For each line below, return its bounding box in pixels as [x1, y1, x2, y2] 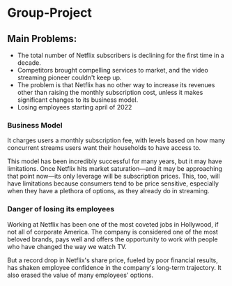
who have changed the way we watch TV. [7, 242, 127, 250]
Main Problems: [7, 33, 77, 45]
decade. [17, 59, 42, 67]
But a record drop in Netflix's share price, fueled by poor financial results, [7, 256, 218, 264]
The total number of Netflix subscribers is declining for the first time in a [17, 51, 224, 59]
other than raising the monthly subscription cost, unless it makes [17, 89, 203, 96]
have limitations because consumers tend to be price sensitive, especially [7, 179, 219, 188]
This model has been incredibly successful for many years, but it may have [7, 157, 222, 165]
